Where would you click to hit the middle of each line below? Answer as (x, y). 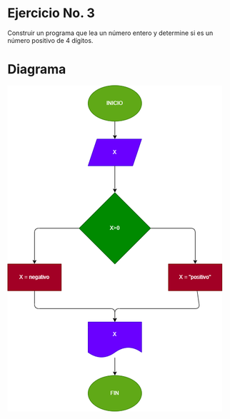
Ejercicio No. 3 (51, 13)
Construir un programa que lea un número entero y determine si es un (110, 33)
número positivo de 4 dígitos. (50, 40)
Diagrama (37, 70)
